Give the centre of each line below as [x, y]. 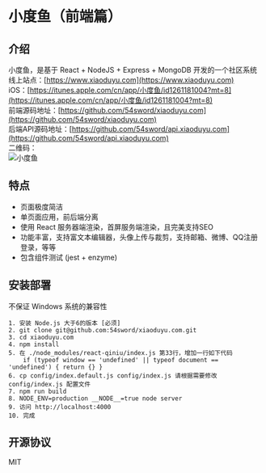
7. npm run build [38, 391]
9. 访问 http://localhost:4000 [60, 407]
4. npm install [34, 344]
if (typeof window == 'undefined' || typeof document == [121, 360]
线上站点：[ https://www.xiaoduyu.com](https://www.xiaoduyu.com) [121, 80]
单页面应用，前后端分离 [59, 217]
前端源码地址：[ [35, 110]
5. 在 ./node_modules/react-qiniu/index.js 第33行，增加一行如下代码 [120, 353]
